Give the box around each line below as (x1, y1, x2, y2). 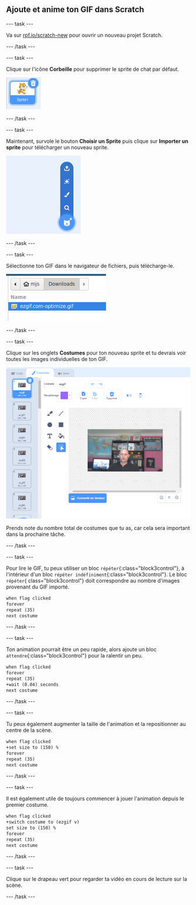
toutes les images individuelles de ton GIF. (6, 355, 108, 362)
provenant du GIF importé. (6, 583, 70, 590)
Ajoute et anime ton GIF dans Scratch (6, 5, 145, 15)
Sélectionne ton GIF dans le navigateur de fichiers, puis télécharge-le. (6, 262, 174, 269)
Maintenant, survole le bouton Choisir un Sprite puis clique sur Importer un (6, 137, 188, 144)
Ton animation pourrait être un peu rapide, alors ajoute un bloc (6, 646, 157, 653)
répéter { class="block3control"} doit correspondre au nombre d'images (6, 577, 180, 584)
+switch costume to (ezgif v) (6, 819, 80, 825)
